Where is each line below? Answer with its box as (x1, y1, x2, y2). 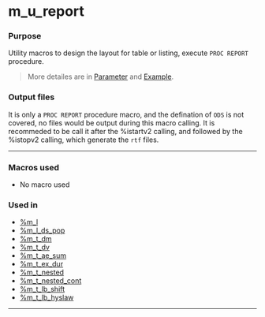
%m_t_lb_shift (19, 285, 65, 294)
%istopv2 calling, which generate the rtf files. (8, 135, 159, 144)
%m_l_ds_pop (19, 226, 65, 235)
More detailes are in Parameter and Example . (27, 72, 174, 81)
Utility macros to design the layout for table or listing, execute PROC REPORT (8, 48, 249, 58)
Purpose (8, 31, 42, 42)
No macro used (19, 180, 70, 189)
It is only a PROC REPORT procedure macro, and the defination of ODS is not (8, 110, 244, 119)
